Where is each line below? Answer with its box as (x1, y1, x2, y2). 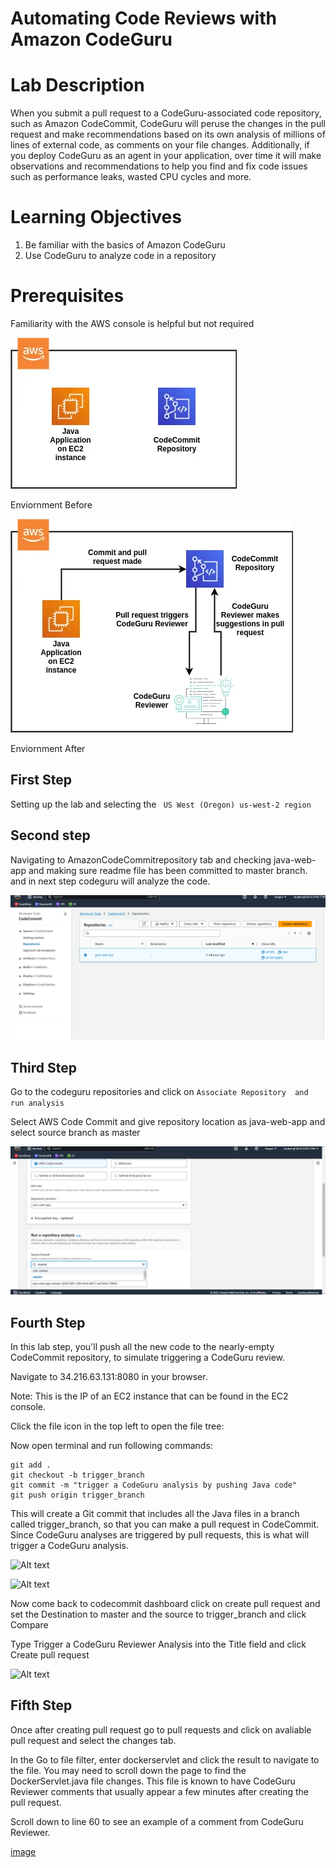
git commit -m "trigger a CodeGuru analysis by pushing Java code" (10, 1480, 298, 1491)
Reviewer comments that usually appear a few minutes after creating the (10, 1785, 310, 1797)
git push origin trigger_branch (10, 1490, 145, 1501)
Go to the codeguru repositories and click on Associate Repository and (10, 1085, 309, 1097)
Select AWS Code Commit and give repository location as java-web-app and (10, 1115, 326, 1127)
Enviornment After (10, 743, 86, 754)
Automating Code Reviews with (10, 7, 277, 30)
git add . (10, 1460, 52, 1471)
